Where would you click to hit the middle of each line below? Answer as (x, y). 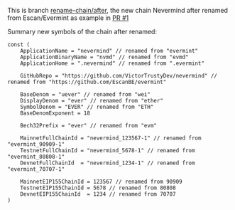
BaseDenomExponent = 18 (55, 113)
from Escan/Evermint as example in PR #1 (68, 18)
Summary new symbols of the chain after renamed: (82, 32)
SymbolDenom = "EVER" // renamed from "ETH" (87, 107)
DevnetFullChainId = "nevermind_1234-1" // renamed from (108, 163)
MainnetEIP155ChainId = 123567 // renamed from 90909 (101, 182)
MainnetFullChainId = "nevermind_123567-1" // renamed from (111, 138)
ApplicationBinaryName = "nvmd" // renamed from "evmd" (105, 57)
